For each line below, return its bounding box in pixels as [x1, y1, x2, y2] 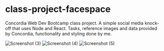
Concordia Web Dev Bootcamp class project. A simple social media [5, 20, 144, 26]
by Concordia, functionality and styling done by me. [5, 30, 112, 36]
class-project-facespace [5, 3, 111, 15]
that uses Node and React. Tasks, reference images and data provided [12, 25, 157, 31]
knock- [144, 20, 159, 26]
